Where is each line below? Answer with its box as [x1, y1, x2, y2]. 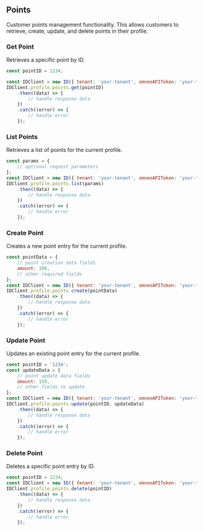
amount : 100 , [17, 265, 50, 271]
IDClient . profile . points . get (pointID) [6, 84, 104, 90]
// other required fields [17, 271, 83, 277]
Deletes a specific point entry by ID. [6, 463, 95, 470]
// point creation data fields [17, 260, 96, 266]
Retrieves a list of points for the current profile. [6, 147, 123, 154]
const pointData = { [6, 254, 59, 260]
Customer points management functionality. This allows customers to [6, 21, 179, 28]
